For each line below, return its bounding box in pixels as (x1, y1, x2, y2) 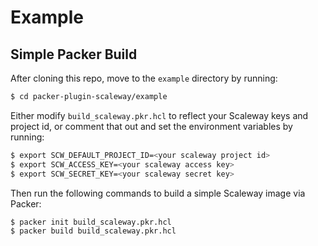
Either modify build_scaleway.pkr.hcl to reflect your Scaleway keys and (10, 109, 309, 121)
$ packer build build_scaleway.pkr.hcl (10, 226, 177, 236)
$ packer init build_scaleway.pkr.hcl (10, 217, 172, 227)
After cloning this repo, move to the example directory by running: (10, 72, 278, 84)
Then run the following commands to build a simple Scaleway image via (10, 187, 306, 199)
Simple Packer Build (10, 46, 138, 63)
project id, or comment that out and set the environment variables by (10, 120, 293, 132)
